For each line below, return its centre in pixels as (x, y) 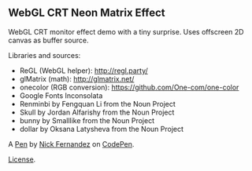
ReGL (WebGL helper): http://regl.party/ (83, 71)
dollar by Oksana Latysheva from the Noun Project (101, 129)
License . (22, 159)
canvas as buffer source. (48, 40)
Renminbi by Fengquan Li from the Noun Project (97, 104)
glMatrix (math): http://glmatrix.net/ (77, 78)
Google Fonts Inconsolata (61, 95)
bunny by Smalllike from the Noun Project (87, 120)
